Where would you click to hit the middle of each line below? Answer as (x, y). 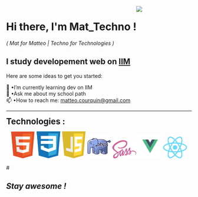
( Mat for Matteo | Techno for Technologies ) (60, 43)
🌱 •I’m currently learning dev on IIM (49, 87)
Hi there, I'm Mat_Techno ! (71, 27)
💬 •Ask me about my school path (46, 93)
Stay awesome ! (36, 186)
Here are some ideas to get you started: (55, 75)
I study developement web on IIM (68, 62)
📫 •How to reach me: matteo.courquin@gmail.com (68, 100)
